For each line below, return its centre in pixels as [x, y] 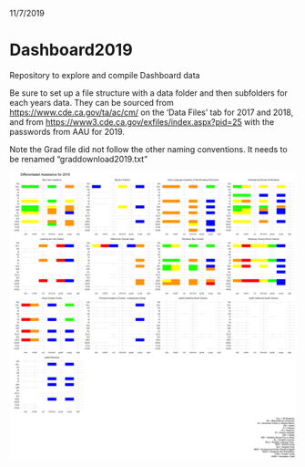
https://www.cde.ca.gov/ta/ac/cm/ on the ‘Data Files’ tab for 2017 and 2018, [152, 112]
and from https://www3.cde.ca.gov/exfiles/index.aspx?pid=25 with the [142, 121]
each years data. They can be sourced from [92, 102]
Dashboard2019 [71, 50]
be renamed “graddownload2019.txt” [79, 159]
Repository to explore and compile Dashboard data [105, 75]
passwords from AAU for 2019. [67, 131]
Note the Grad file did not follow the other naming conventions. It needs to [149, 149]
